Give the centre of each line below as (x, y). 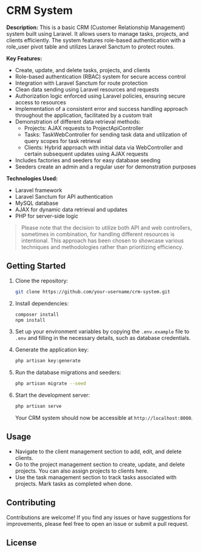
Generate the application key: (52, 350)
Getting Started (36, 266)
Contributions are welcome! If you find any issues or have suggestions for (99, 517)
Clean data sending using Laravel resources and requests (87, 89)
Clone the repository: (42, 281)
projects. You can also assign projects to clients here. (82, 471)
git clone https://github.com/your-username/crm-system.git (93, 291)
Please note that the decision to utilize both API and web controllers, (106, 227)
